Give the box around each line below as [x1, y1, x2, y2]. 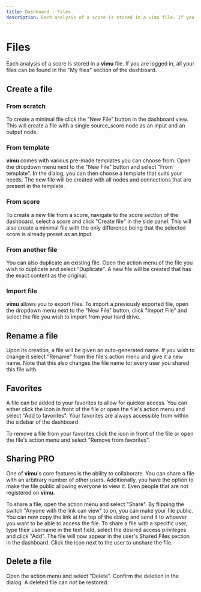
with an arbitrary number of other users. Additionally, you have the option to [6, 476, 194, 483]
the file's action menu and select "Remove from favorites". [6, 436, 151, 444]
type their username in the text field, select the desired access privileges [6, 526, 187, 533]
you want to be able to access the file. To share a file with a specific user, [6, 519, 188, 526]
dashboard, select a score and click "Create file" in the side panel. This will [6, 218, 191, 225]
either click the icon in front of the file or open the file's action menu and [6, 405, 185, 412]
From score [6, 198, 40, 206]
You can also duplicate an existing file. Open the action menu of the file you [6, 259, 193, 266]
